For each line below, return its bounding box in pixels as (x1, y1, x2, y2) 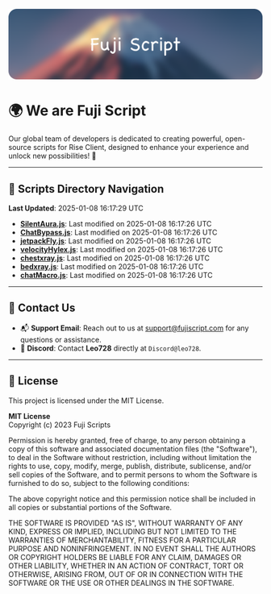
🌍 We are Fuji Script (8, 102, 147, 120)
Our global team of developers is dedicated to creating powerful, (8, 134, 223, 143)
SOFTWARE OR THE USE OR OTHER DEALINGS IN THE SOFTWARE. (8, 578, 235, 588)
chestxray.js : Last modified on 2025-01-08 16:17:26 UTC (19, 253, 210, 263)
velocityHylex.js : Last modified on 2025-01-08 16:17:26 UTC (19, 245, 223, 255)
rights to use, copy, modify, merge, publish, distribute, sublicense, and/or (8, 461, 252, 471)
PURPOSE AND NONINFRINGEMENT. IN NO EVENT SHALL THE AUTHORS (8, 543, 256, 553)
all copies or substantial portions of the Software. (8, 502, 172, 512)
